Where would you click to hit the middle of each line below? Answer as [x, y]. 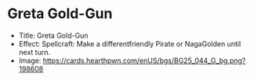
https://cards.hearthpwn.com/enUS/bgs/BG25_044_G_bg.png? [144, 61]
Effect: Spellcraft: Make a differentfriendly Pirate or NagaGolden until [130, 43]
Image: [30, 61]
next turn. [34, 52]
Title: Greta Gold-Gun [53, 35]
